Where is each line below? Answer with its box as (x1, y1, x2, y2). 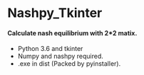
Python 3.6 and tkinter (17, 45, 83, 53)
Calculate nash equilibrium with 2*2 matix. (7, 28, 138, 37)
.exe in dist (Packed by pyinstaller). (17, 59, 121, 68)
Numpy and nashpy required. (17, 52, 103, 61)
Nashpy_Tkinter (7, 5, 103, 21)
